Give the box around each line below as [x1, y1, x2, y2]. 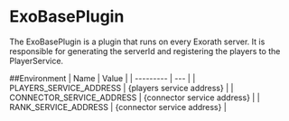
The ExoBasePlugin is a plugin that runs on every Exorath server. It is [9, 36, 266, 47]
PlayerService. [9, 55, 64, 66]
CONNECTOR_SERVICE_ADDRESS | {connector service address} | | [9, 92, 260, 103]
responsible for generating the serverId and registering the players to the [9, 45, 281, 56]
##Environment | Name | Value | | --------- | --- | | [9, 72, 196, 83]
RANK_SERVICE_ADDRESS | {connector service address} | [9, 101, 228, 112]
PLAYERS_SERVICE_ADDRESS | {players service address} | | [9, 82, 234, 93]
